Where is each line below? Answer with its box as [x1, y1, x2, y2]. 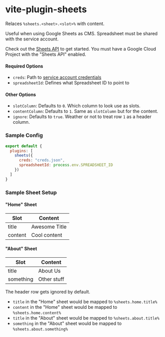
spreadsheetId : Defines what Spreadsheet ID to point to [12, 80, 129, 86]
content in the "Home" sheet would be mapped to [12, 304, 117, 310]
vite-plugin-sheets [5, 4, 87, 15]
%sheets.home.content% [12, 310, 61, 316]
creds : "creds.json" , [18, 158, 65, 163]
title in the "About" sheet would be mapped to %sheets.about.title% [12, 314, 160, 321]
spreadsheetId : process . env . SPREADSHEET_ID [18, 163, 113, 168]
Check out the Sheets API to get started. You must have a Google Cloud [5, 46, 156, 52]
